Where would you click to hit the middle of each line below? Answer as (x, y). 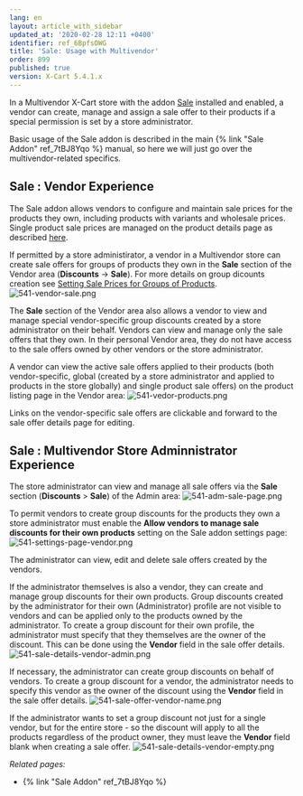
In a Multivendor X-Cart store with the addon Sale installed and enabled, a (147, 102)
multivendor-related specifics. (65, 158)
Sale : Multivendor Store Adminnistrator (124, 450)
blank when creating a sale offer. (70, 747)
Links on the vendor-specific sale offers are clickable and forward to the (143, 413)
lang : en (26, 18)
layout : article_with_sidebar (66, 26)
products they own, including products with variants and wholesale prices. (147, 218)
